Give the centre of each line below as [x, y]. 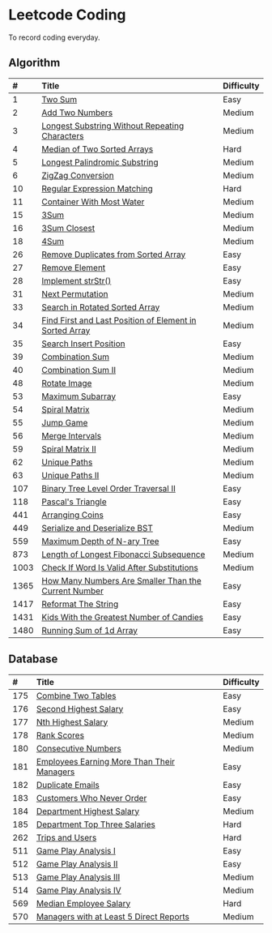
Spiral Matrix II [69, 449]
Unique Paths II [70, 475]
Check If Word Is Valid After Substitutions [120, 567]
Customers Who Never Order [91, 798]
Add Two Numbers [77, 113]
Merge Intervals [72, 435]
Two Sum [59, 99]
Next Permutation [75, 293]
